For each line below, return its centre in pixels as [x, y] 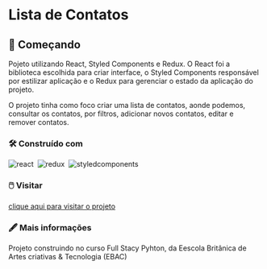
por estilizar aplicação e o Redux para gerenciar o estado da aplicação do [131, 81]
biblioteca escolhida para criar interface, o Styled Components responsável [134, 72]
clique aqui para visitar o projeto [62, 206]
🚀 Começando [44, 45]
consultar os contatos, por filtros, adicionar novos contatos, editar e [121, 114]
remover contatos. [39, 122]
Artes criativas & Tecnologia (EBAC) [68, 256]
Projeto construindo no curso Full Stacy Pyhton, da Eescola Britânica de [128, 248]
